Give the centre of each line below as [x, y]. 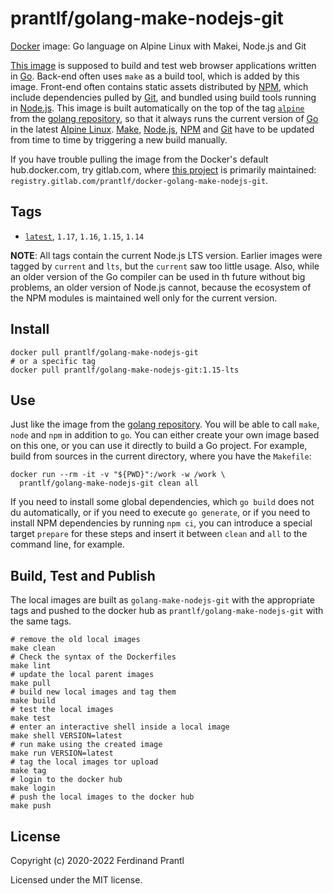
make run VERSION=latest [62, 753]
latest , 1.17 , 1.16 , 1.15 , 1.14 [84, 236]
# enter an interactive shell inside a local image [120, 727]
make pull [31, 683]
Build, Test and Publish [83, 575]
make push [31, 806]
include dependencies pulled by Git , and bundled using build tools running [163, 97]
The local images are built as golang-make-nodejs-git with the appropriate [162, 600]
